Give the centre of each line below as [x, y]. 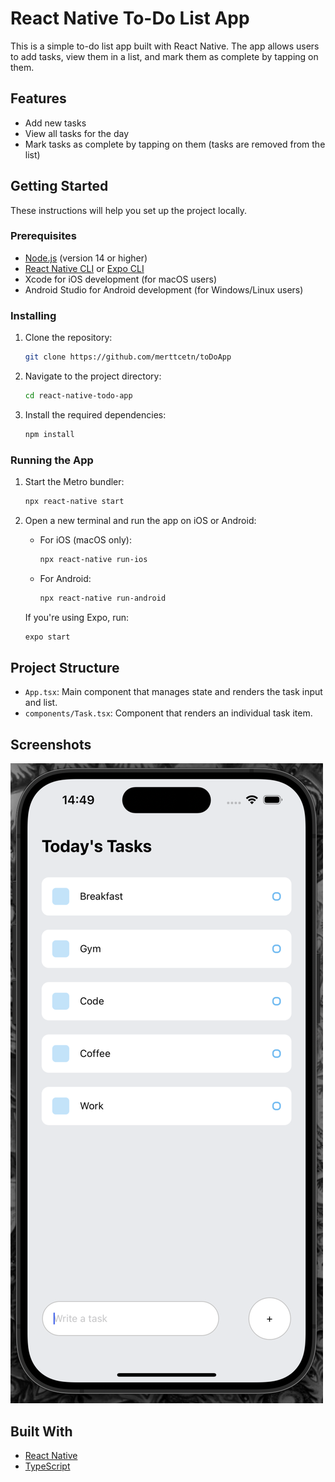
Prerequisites [43, 236]
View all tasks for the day [77, 133]
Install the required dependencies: [95, 414]
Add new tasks [55, 123]
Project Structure [65, 667]
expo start [47, 637]
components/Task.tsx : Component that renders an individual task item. [168, 713]
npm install [49, 434]
